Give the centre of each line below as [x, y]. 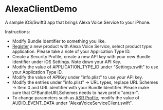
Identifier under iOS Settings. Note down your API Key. [67, 62]
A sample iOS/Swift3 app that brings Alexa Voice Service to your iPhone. [78, 22]
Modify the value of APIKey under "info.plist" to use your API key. [78, 77]
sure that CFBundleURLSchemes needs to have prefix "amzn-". [76, 93]
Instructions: [18, 31]
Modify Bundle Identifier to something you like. [59, 41]
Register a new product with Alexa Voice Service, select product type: [82, 46]
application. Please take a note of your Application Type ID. [71, 51]
